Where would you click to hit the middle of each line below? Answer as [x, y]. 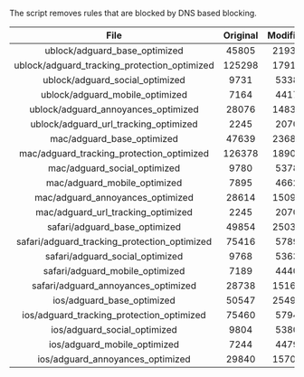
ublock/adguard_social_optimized [114, 80]
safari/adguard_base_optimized [114, 227]
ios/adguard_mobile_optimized [114, 344]
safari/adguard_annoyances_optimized [114, 286]
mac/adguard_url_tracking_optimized [114, 212]
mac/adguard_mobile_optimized [114, 183]
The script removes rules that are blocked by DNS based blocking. [133, 13]
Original [241, 35]
